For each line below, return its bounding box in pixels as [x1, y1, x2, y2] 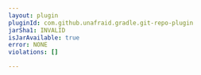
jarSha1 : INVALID [8, 26, 66, 34]
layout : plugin [8, 11, 59, 20]
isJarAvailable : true [8, 33, 80, 42]
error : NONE [8, 41, 48, 49]
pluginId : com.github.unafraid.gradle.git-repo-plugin [8, 19, 194, 27]
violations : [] [8, 48, 59, 56]
